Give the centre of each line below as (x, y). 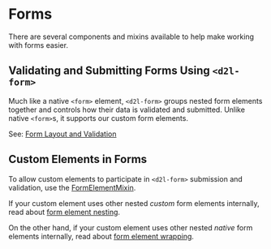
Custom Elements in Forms (78, 159)
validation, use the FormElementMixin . (72, 187)
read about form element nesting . (64, 212)
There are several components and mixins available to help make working (131, 36)
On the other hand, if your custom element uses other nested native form (131, 227)
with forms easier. (39, 45)
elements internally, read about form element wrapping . (101, 236)
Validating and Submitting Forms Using (110, 71)
